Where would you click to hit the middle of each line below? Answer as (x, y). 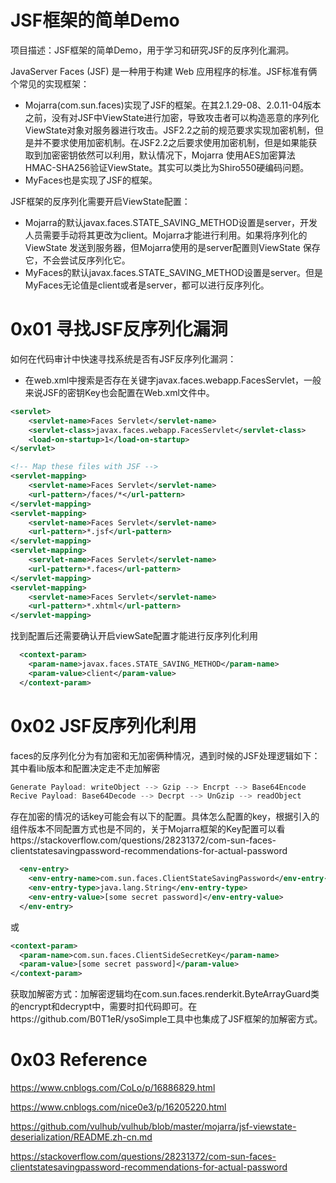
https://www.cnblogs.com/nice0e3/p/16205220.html (118, 1107)
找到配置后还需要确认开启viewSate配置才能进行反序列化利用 (134, 636)
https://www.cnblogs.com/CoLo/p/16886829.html (113, 1088)
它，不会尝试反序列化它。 (77, 260)
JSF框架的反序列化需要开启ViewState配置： (100, 201)
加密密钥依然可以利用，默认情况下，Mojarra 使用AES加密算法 (169, 155)
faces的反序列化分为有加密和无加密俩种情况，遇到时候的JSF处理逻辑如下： (165, 755)
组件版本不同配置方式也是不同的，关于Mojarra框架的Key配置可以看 (148, 829)
